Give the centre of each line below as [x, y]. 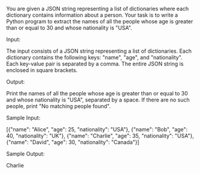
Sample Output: [25, 154]
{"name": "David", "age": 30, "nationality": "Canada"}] [73, 142]
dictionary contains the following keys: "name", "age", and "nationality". [94, 57]
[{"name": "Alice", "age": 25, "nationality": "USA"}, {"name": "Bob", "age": [97, 129]
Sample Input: [23, 118]
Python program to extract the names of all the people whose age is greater [100, 21]
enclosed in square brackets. [42, 70]
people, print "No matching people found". [58, 106]
